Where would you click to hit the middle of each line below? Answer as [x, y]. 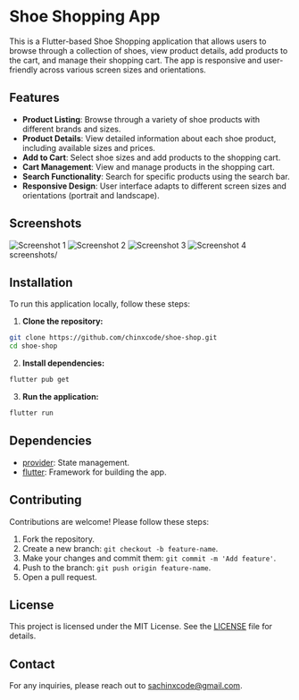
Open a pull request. [60, 577]
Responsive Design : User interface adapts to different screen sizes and [154, 186]
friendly [24, 70]
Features [34, 98]
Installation [41, 282]
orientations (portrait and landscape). [91, 195]
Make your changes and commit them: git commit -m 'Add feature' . [149, 558]
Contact [32, 664]
